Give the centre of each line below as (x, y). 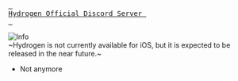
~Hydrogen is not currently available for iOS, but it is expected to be (119, 45)
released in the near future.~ (55, 54)
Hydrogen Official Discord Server (75, 13)
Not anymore (41, 69)
